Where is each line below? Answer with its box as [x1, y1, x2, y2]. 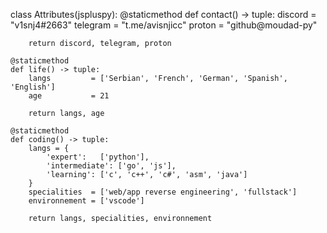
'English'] [10, 82, 56, 92]
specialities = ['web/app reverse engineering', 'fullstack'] [28, 187, 298, 197]
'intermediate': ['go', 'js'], [46, 161, 177, 171]
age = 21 [28, 91, 110, 101]
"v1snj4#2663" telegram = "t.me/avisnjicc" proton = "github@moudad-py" [10, 19, 318, 31]
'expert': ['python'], [46, 152, 150, 162]
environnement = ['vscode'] [28, 196, 145, 206]
